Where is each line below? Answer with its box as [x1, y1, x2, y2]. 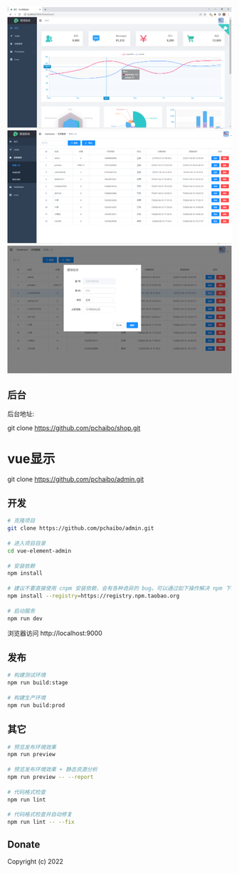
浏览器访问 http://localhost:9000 [7, 629, 103, 637]
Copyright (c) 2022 [7, 857, 64, 866]
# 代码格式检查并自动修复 [7, 811, 73, 818]
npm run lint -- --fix [7, 819, 75, 826]
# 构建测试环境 [7, 671, 46, 679]
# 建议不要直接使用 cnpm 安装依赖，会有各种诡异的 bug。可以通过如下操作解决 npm [7, 585, 223, 592]
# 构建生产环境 [7, 694, 46, 701]
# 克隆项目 [7, 517, 36, 525]
